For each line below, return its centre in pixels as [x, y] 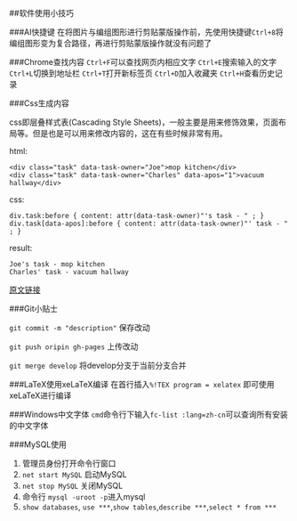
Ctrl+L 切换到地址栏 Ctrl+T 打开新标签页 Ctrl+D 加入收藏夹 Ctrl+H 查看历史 [142, 73]
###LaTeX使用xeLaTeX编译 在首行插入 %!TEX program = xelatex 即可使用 [142, 384]
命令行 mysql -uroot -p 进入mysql [84, 497]
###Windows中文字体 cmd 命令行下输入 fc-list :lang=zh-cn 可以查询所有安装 [149, 414]
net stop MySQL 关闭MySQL [72, 485]
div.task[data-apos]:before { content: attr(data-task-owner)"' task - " [149, 224]
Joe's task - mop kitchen [57, 265]
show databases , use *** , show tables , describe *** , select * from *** [149, 507]
